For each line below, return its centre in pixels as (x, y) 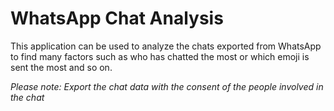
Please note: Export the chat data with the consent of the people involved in (167, 86)
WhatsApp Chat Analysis (117, 18)
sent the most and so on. (61, 67)
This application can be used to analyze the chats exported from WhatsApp (166, 46)
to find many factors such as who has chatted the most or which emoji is (160, 56)
